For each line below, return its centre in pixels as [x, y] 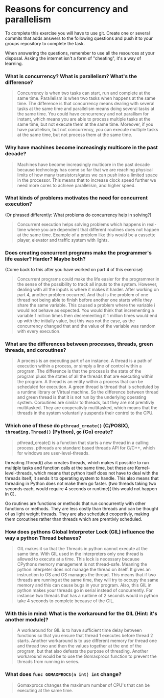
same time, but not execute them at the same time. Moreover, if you [85, 124]
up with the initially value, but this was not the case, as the [76, 321]
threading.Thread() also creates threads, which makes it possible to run [77, 462]
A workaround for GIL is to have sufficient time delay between [79, 630]
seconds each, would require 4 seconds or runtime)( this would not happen [81, 489]
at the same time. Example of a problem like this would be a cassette [86, 235]
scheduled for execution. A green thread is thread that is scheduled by [88, 387]
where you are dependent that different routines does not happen [93, 229]
